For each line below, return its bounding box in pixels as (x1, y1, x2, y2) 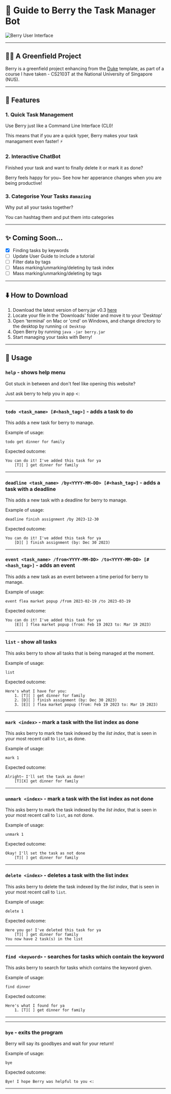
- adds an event (35, 562, 75, 569)
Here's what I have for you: (5, 688, 67, 693)
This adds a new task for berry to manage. (5, 419, 94, 426)
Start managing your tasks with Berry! (12, 334, 93, 340)
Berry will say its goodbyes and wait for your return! (5, 1040, 114, 1047)
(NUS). (5, 76, 20, 82)
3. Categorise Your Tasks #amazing (5, 192, 92, 200)
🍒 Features (5, 96, 40, 105)
